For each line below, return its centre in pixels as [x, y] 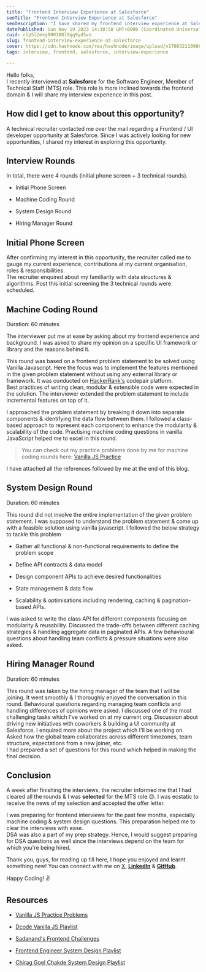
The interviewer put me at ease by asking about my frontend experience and [103, 336]
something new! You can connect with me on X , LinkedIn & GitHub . [92, 866]
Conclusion [29, 776]
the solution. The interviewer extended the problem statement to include [97, 394]
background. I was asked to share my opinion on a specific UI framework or [102, 343]
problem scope [34, 552]
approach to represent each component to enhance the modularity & [110, 425]
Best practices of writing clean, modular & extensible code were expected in [103, 387]
